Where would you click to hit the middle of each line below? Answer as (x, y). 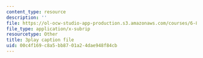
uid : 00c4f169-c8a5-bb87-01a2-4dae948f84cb (62, 46)
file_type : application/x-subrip (48, 29)
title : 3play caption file (40, 40)
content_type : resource (36, 12)
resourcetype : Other (32, 34)
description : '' (27, 18)
